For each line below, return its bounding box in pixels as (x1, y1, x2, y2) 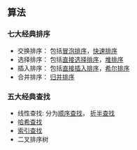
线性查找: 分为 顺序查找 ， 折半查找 (17, 109, 115, 117)
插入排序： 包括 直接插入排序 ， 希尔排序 (17, 63, 130, 72)
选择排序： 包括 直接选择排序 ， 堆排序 (17, 55, 124, 63)
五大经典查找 (7, 91, 51, 101)
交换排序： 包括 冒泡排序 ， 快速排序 (17, 46, 117, 54)
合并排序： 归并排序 (17, 73, 75, 81)
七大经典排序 (7, 29, 51, 39)
